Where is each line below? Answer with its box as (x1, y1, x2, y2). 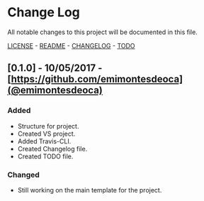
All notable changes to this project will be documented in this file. (7, 28, 198, 36)
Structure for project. (17, 121, 79, 130)
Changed (7, 170, 40, 180)
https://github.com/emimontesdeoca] (11, 73, 183, 85)
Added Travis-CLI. (17, 136, 72, 146)
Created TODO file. (17, 152, 74, 161)
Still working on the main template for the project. (17, 185, 162, 194)
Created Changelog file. (17, 144, 88, 153)
